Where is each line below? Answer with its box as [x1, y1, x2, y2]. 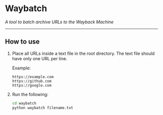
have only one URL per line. [12, 55, 67, 61]
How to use [5, 37, 40, 46]
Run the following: [12, 91, 49, 97]
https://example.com [12, 74, 54, 79]
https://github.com [12, 79, 52, 83]
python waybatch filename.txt [12, 105, 74, 110]
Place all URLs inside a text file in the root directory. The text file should [12, 50, 155, 56]
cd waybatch [12, 100, 36, 106]
